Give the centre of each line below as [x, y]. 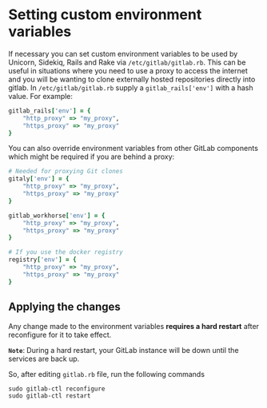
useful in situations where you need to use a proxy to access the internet [128, 70]
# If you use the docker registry [66, 252]
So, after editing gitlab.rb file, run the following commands [107, 374]
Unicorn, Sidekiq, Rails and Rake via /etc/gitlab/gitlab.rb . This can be [127, 62]
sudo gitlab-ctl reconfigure [57, 389]
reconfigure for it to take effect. [60, 335]
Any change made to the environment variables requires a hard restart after [134, 326]
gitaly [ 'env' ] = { [39, 179]
